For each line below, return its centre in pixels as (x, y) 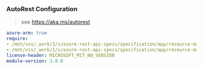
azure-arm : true (27, 33)
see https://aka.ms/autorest (56, 22)
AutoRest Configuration (42, 9)
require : (17, 39)
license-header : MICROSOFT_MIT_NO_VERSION (60, 55)
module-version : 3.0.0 (35, 61)
